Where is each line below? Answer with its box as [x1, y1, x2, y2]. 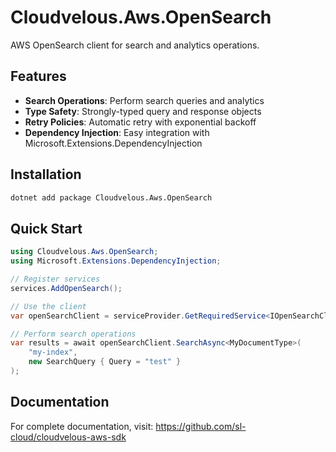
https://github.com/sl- [155, 420, 247, 432]
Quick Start [10, 220, 83, 237]
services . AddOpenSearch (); [10, 283, 123, 293]
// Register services [10, 274, 101, 284]
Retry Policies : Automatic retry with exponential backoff [24, 116, 257, 128]
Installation [10, 166, 82, 183]
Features [10, 68, 67, 85]
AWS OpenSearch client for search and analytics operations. [10, 39, 260, 51]
